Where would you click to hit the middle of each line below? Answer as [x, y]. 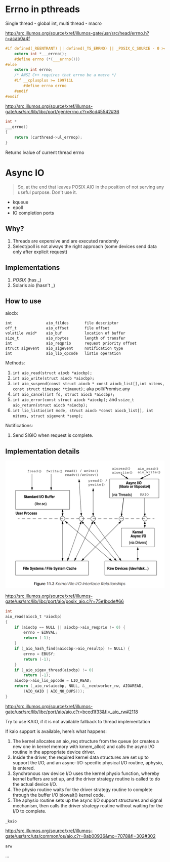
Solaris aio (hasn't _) [34, 285]
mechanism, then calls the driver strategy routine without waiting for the [88, 805]
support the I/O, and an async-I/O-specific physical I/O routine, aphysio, [88, 762]
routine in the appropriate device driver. [54, 752]
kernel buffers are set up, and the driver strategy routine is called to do [86, 778]
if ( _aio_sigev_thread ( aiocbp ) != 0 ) [54, 670]
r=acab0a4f [18, 38]
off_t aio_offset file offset [57, 328]
